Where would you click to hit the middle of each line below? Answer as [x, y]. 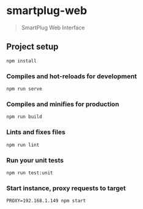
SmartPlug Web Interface [53, 28]
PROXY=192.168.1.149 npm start [46, 201]
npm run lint [23, 145]
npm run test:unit [30, 173]
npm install [21, 61]
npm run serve [24, 89]
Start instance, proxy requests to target [66, 188]
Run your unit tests [35, 160]
